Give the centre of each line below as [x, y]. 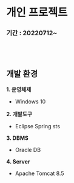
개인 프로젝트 [37, 12]
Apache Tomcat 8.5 [40, 173]
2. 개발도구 [19, 114]
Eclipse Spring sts [38, 126]
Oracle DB [28, 150]
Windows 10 [30, 102]
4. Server [18, 162]
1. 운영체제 [19, 89]
